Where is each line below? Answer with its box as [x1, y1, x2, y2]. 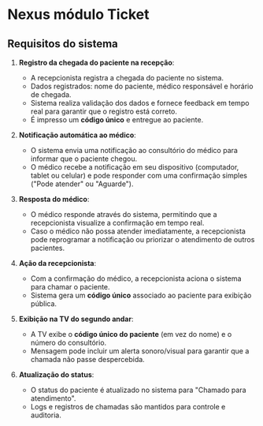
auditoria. [30, 410, 62, 420]
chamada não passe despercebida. [30, 355, 145, 364]
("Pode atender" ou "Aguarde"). [30, 179, 134, 189]
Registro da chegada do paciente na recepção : [18, 58, 175, 67]
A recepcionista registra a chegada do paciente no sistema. [30, 73, 224, 82]
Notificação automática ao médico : [18, 130, 137, 140]
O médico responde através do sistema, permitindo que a [30, 210, 217, 219]
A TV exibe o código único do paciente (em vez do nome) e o [30, 330, 232, 338]
